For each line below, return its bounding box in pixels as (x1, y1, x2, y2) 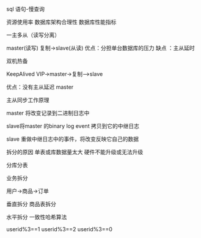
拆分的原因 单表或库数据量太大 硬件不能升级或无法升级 (6, 149, 144, 155)
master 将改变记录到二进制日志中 (6, 110, 90, 116)
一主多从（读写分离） (6, 31, 60, 39)
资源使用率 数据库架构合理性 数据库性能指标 (6, 18, 117, 26)
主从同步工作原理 (6, 97, 49, 103)
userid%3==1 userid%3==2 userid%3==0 (6, 226, 113, 232)
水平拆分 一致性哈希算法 (6, 214, 67, 220)
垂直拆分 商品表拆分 (6, 201, 56, 207)
